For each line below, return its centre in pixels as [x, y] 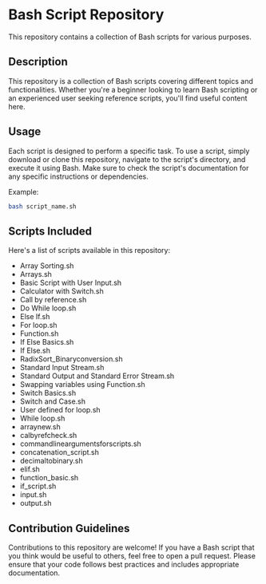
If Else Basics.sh [47, 342]
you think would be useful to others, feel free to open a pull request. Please [132, 556]
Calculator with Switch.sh [62, 291]
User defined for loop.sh [60, 410]
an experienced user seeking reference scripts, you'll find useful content [128, 98]
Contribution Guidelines [69, 528]
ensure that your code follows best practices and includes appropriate [124, 565]
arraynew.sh [40, 427]
